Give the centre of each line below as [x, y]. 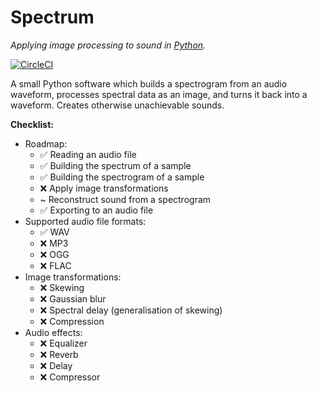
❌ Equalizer [63, 343]
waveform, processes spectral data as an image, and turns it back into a [159, 94]
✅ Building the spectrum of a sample [115, 165]
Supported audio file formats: [85, 221]
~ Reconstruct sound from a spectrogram [125, 199]
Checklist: [32, 124]
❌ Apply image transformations [104, 188]
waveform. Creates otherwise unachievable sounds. [117, 105]
